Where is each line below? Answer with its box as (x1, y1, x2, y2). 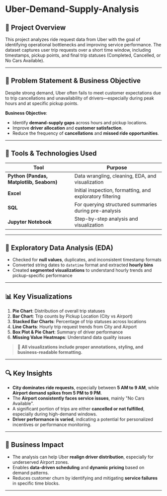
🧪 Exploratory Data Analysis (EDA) (5, 244, 113, 252)
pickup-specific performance (12, 272, 73, 279)
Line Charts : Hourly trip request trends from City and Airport (12, 324, 137, 330)
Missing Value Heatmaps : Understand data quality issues (12, 334, 132, 340)
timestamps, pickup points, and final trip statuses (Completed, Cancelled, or (5, 52, 161, 58)
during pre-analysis (74, 207, 121, 214)
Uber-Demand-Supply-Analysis (5, 3, 139, 15)
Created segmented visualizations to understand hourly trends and (12, 267, 152, 273)
